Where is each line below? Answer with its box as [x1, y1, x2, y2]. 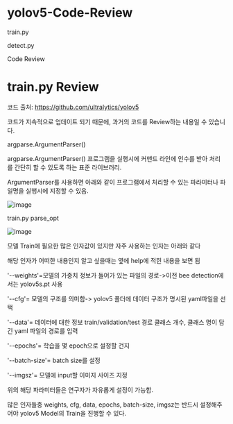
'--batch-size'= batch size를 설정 [7, 356, 101, 364]
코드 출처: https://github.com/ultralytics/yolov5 [7, 103, 139, 111]
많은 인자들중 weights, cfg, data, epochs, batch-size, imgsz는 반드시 [7, 400, 199, 409]
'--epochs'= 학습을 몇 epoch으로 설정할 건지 [7, 341, 130, 350]
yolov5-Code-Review [7, 5, 133, 21]
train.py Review [7, 79, 99, 95]
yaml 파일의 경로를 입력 [14, 326, 78, 334]
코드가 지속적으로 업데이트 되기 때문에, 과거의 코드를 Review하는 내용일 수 [7, 117, 207, 126]
